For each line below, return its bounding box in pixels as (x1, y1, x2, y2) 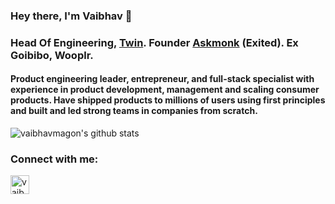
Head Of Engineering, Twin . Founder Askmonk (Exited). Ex (10, 35, 299, 49)
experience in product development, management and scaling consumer (10, 84, 320, 96)
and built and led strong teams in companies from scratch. (10, 105, 258, 117)
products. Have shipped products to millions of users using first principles (10, 94, 326, 106)
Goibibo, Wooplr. (10, 48, 94, 62)
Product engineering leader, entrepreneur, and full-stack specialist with (10, 73, 315, 85)
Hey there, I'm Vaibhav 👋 (10, 9, 133, 23)
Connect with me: (10, 152, 99, 166)
